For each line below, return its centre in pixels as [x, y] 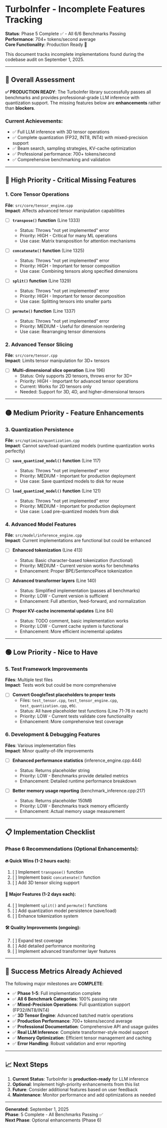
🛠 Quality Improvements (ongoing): [43, 928]
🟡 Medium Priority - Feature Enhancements [75, 413]
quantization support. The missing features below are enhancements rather [83, 103]
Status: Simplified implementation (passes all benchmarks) [80, 590]
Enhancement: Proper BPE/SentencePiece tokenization [76, 571]
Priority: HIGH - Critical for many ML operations [69, 235]
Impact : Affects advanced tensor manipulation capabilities [65, 210]
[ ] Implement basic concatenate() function [56, 877]
